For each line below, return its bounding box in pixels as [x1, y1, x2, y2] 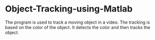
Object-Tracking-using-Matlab [5, 3, 133, 14]
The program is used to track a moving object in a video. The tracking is [5, 19, 150, 25]
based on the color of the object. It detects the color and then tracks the [5, 24, 151, 30]
